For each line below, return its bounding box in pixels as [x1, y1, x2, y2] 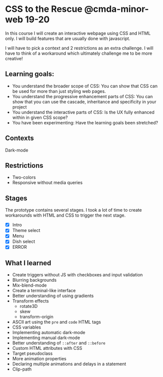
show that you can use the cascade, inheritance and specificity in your [12, 99, 157, 105]
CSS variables [12, 324, 41, 330]
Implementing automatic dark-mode [12, 330, 85, 336]
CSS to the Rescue [5, 3, 82, 15]
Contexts [5, 134, 34, 143]
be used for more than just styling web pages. [12, 88, 106, 94]
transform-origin [19, 314, 53, 320]
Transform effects [12, 298, 49, 304]
